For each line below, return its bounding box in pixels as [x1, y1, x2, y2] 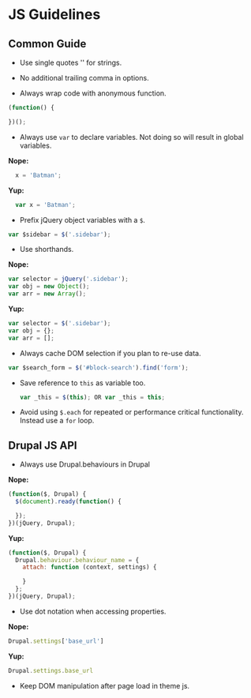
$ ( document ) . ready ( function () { [15, 497, 122, 506]
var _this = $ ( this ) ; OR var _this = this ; [19, 393, 166, 401]
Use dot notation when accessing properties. [19, 606, 167, 616]
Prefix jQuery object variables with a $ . [19, 215, 146, 224]
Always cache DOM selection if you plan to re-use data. [19, 348, 201, 358]
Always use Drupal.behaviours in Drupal [19, 460, 150, 469]
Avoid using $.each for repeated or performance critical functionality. [19, 407, 244, 417]
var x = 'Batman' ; [15, 201, 77, 208]
